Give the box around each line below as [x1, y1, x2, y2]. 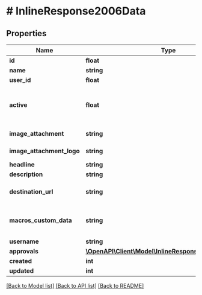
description [9, 170, 43, 179]
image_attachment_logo [9, 147, 80, 155]
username [9, 237, 39, 246]
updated [9, 267, 34, 275]
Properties [6, 28, 47, 39]
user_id [9, 76, 31, 84]
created [9, 257, 32, 265]
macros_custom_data [9, 216, 72, 224]
